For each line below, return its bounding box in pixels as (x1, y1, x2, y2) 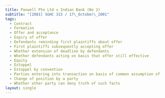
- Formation (9, 26, 35, 31)
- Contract (9, 21, 32, 26)
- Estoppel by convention (9, 67, 63, 72)
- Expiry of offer (9, 35, 48, 40)
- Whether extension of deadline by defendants (9, 49, 110, 53)
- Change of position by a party (9, 76, 79, 81)
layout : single (5, 85, 37, 91)
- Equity (9, 58, 28, 63)
